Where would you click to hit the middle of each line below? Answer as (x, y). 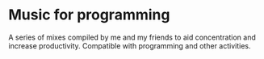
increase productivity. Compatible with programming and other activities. (130, 45)
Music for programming (89, 15)
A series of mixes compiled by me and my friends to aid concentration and (132, 37)
